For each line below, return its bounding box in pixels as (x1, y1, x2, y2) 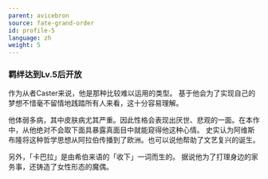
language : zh (8, 33, 52, 42)
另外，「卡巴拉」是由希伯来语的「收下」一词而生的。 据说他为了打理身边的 (8, 152, 251, 161)
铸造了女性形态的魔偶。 (35, 162, 113, 172)
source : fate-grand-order (8, 19, 94, 27)
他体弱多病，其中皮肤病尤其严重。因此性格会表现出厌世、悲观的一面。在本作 (8, 115, 260, 125)
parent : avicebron (8, 11, 69, 20)
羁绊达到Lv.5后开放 (8, 69, 82, 80)
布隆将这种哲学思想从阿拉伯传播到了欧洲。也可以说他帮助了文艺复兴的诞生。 (8, 135, 260, 145)
